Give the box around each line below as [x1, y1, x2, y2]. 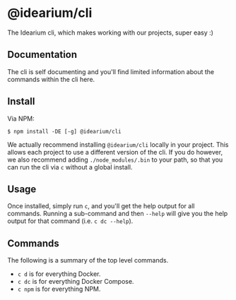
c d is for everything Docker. [17, 270, 101, 278]
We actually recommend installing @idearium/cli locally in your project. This [7, 140, 229, 149]
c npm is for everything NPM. [17, 284, 101, 294]
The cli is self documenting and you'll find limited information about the [7, 67, 215, 76]
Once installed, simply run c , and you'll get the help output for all [7, 202, 195, 210]
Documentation [7, 49, 78, 61]
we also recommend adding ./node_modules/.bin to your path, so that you [7, 155, 223, 164]
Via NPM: [7, 114, 35, 123]
